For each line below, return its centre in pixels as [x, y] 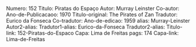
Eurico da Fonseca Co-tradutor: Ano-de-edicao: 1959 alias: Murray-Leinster [98, 21]
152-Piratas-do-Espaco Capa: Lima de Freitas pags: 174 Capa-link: [98, 33]
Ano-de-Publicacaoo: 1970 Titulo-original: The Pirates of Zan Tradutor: [92, 15]
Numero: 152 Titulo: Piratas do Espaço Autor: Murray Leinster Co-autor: [93, 8]
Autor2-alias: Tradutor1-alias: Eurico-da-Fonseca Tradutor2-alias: [86, 27]
